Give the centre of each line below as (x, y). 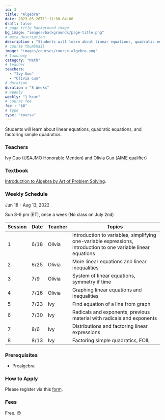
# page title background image (37, 28)
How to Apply (22, 379)
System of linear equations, (104, 276)
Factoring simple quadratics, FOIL (111, 340)
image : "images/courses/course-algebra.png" (51, 51)
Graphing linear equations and (107, 290)
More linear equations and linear (109, 261)
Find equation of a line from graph (111, 304)
